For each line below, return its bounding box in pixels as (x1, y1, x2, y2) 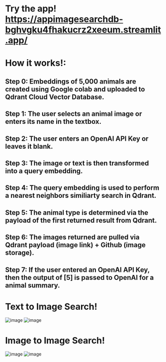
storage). (5, 249, 35, 257)
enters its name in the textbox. (5, 117, 102, 126)
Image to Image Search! (5, 335, 105, 346)
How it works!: (5, 58, 66, 69)
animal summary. (5, 281, 61, 289)
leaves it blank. (5, 142, 53, 151)
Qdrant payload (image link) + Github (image (5, 241, 146, 249)
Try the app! (5, 3, 57, 14)
